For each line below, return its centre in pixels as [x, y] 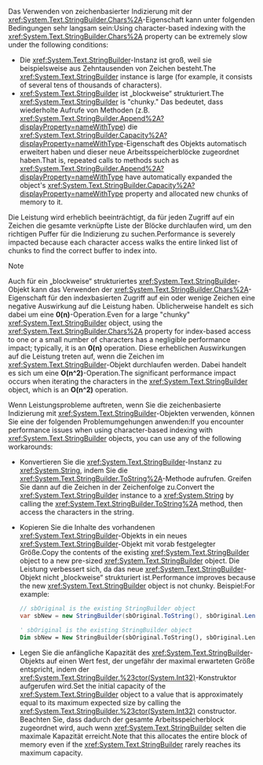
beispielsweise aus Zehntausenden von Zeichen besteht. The [117, 68]
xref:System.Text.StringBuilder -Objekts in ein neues [103, 535]
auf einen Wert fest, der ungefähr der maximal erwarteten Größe [151, 660]
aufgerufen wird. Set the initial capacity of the [93, 686]
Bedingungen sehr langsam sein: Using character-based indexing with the [127, 28]
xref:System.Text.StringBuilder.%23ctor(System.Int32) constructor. [128, 711]
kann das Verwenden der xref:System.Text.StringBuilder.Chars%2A [140, 289]
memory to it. [41, 202]
